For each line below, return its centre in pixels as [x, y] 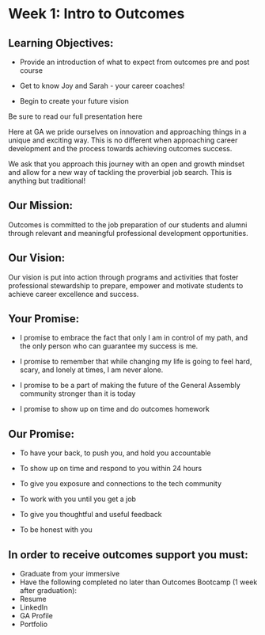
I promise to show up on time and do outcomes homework [114, 409]
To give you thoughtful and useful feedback [91, 515]
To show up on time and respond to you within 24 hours [111, 469]
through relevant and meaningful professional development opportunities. [128, 233]
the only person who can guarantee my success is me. [109, 346]
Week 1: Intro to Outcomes [97, 14]
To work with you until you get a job [78, 499]
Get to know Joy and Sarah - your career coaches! [102, 86]
